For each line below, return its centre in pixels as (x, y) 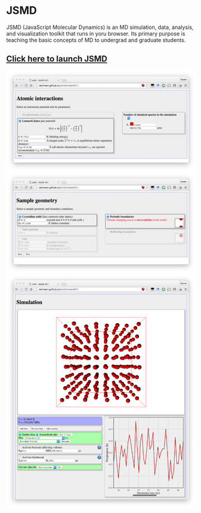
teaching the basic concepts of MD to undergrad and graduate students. (96, 40)
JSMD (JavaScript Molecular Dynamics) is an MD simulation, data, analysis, (100, 27)
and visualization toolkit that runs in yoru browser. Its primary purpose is (96, 33)
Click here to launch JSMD (57, 59)
